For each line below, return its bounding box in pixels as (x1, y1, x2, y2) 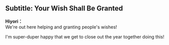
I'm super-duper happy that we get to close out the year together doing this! (5, 33, 164, 39)
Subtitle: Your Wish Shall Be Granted (5, 4, 123, 13)
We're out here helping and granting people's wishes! (5, 24, 117, 30)
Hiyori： (5, 18, 23, 24)
